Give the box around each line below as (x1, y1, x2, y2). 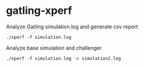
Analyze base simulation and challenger (6, 44, 102, 51)
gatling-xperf (6, 4, 72, 17)
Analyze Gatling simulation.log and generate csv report (6, 23, 138, 30)
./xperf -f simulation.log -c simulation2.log (6, 55, 121, 61)
